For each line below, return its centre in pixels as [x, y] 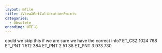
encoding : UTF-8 [21, 27]
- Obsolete [20, 23]
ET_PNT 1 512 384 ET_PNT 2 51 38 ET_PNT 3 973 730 [59, 46]
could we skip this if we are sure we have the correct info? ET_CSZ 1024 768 [81, 41]
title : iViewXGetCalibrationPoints [41, 14]
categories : [17, 18]
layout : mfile [19, 9]
